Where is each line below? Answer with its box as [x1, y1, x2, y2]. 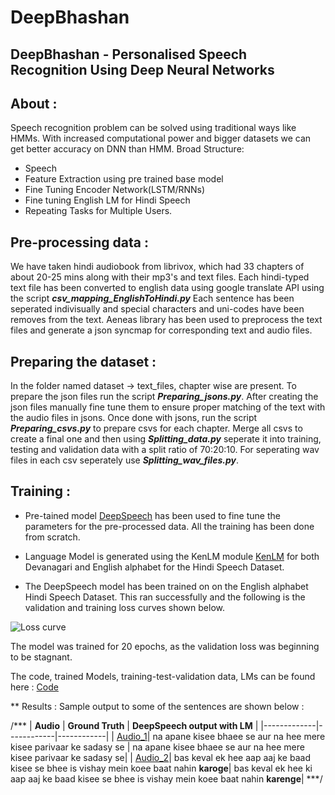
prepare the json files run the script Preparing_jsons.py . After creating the [10, 391, 319, 403]
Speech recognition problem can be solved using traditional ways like [10, 122, 297, 134]
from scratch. [24, 531, 81, 543]
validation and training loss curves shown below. [24, 601, 226, 613]
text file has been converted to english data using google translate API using [10, 282, 325, 294]
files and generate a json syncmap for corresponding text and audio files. [10, 324, 313, 336]
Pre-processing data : [10, 234, 149, 251]
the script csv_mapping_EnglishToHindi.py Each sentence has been [10, 292, 295, 305]
